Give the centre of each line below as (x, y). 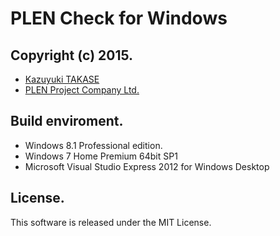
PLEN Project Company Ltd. (82, 90)
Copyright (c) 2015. (72, 55)
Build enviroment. (67, 121)
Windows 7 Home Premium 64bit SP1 (101, 156)
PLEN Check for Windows (119, 18)
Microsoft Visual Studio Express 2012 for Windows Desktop (147, 166)
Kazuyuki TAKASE (62, 79)
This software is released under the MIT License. (111, 222)
